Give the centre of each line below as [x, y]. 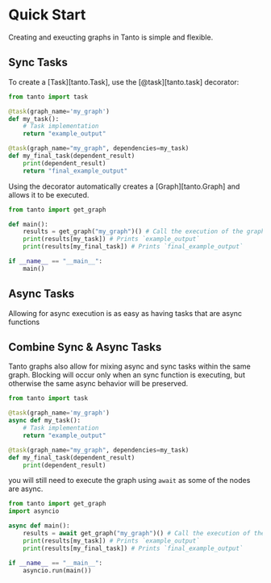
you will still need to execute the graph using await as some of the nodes [129, 481]
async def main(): [39, 526]
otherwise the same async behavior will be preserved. [98, 384]
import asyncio [34, 511]
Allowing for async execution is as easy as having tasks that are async [125, 313]
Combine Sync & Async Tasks [85, 347]
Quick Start [47, 15]
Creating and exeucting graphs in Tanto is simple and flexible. [111, 37]
